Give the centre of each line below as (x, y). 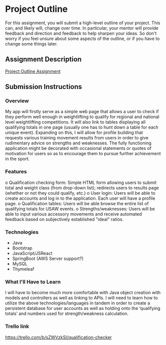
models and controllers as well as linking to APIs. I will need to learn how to (82, 298)
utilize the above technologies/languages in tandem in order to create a (78, 303)
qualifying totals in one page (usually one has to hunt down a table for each (82, 128)
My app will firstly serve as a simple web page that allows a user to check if (82, 112)
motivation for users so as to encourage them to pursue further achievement (83, 154)
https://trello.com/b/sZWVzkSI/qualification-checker (59, 337)
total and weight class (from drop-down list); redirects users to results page (82, 188)
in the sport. (18, 159)
